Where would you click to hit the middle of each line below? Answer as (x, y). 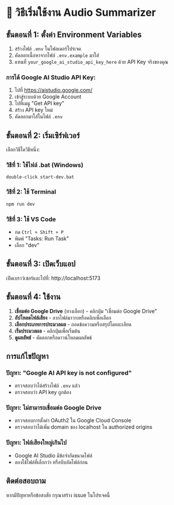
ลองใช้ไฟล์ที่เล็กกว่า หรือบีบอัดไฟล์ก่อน (51, 462)
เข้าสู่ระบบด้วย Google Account (48, 97)
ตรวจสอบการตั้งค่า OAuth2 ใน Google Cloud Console (73, 421)
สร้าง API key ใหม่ (34, 110)
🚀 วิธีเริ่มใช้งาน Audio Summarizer (81, 13)
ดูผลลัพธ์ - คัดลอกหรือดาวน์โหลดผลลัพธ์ (53, 337)
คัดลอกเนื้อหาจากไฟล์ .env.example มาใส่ (57, 55)
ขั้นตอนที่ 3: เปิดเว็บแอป (41, 264)
